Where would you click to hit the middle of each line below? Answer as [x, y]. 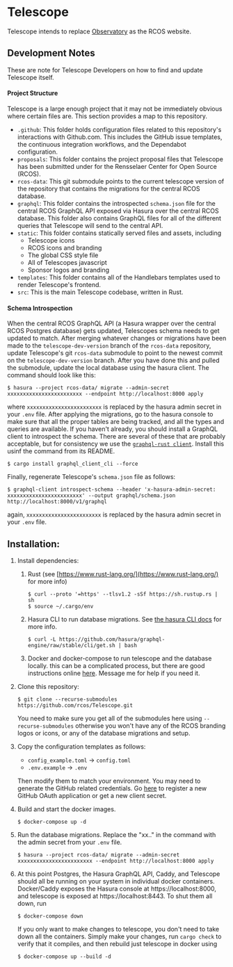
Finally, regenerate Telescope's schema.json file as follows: [91, 477]
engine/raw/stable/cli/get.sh [72, 645]
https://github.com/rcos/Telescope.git [75, 705]
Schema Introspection [40, 308]
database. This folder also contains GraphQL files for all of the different [119, 218]
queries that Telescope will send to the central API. [90, 225]
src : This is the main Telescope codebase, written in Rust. [100, 292]
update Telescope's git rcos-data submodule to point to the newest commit [115, 353]
